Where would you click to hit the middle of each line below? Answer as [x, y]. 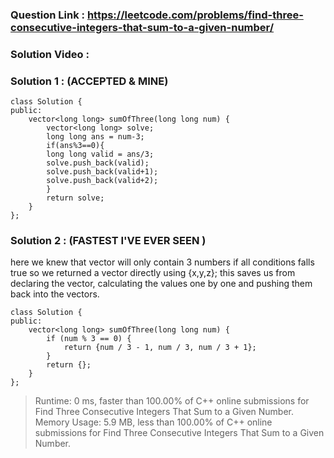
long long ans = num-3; [95, 137]
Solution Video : [50, 54]
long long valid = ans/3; [100, 154]
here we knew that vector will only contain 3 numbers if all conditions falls [162, 262]
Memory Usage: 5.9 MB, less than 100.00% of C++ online [153, 422]
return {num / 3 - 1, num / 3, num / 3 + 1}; [160, 348]
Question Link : [48, 15]
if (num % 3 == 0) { [89, 339]
